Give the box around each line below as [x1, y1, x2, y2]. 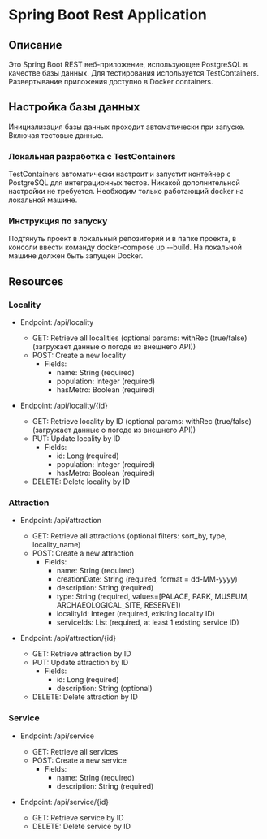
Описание [8, 38, 62, 52]
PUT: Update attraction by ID [32, 658, 129, 668]
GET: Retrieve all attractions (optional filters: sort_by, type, [32, 531, 227, 541]
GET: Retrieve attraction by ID [32, 649, 131, 659]
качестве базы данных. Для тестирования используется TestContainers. [8, 68, 260, 78]
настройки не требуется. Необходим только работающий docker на [8, 187, 244, 197]
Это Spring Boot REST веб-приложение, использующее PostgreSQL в [8, 59, 248, 69]
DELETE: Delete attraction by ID [32, 692, 138, 702]
